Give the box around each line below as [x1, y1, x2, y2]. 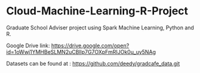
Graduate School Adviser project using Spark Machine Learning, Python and [6, 24, 194, 31]
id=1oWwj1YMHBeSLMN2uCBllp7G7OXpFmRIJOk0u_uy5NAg [6, 48, 156, 55]
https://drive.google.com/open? [51, 42, 130, 49]
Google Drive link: [6, 42, 50, 49]
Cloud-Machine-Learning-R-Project [6, 4, 189, 18]
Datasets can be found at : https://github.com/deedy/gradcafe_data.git [6, 60, 180, 67]
